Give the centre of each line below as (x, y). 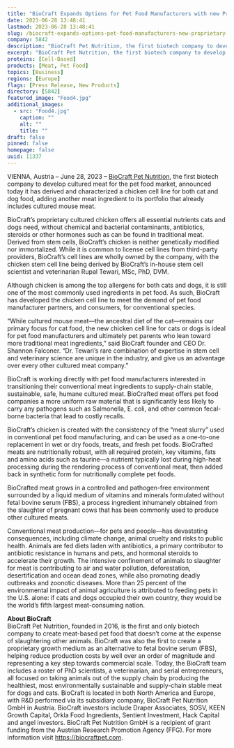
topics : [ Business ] (36, 72)
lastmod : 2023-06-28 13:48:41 (51, 27)
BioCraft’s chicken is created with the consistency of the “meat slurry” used (116, 430)
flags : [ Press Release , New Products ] (63, 85)
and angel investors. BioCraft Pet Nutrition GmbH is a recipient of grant (109, 722)
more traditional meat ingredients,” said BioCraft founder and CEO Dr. (107, 343)
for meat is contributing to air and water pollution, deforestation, (99, 568)
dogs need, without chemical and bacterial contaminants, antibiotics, (106, 227)
